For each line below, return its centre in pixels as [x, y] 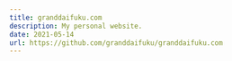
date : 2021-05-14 [42, 34]
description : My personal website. [76, 26]
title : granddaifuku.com [56, 17]
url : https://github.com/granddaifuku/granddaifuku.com [116, 43]
